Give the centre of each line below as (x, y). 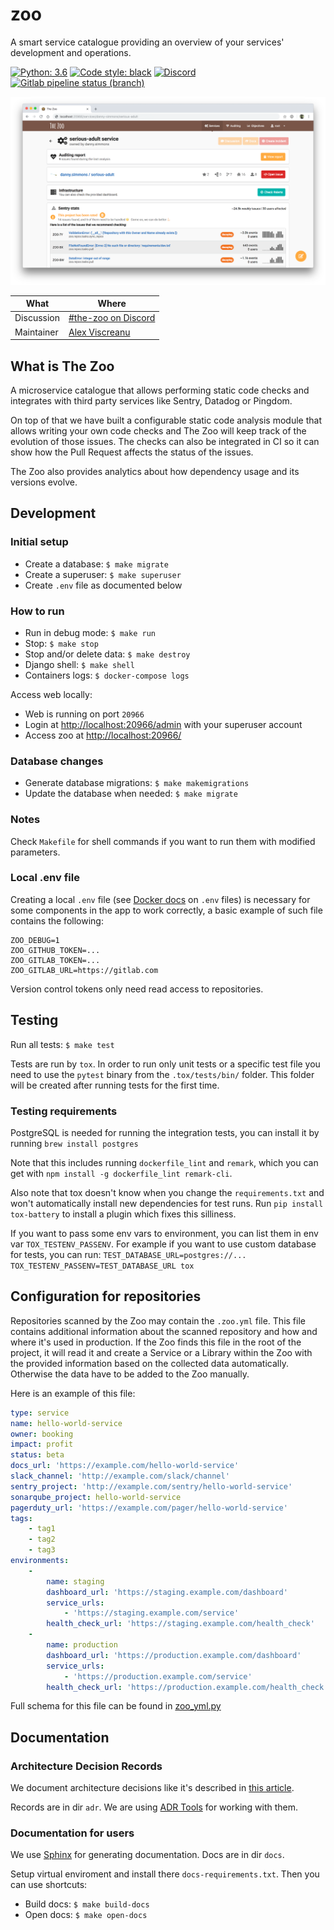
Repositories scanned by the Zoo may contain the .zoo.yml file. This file (158, 1320)
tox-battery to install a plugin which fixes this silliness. (123, 1214)
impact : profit (42, 1444)
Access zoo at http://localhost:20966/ (103, 735)
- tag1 (42, 1529)
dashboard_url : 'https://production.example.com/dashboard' (174, 1655)
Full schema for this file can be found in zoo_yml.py (116, 1706)
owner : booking (42, 1434)
